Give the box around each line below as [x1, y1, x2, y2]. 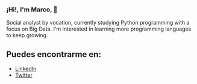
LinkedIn [14, 65, 37, 73]
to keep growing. [6, 32, 48, 39]
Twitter [14, 71, 33, 79]
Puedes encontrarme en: [6, 49, 101, 59]
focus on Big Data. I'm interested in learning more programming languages [6, 25, 192, 32]
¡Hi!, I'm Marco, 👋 [6, 5, 58, 14]
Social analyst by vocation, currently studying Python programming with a [6, 19, 190, 26]
